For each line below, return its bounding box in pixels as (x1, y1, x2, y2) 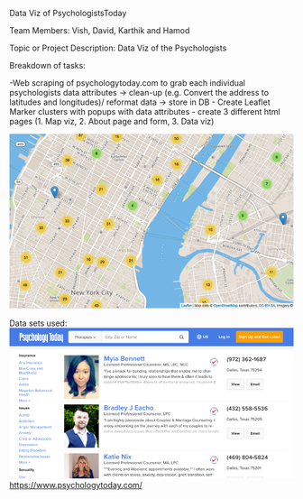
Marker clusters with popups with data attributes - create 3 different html (9, 106, 281, 116)
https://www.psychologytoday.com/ (9, 480, 142, 491)
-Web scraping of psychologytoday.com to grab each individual (9, 78, 246, 88)
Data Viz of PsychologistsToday (9, 8, 127, 18)
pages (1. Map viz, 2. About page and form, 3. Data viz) (9, 116, 215, 126)
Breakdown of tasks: (9, 60, 86, 70)
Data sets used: (9, 318, 68, 328)
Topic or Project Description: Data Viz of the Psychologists (9, 42, 227, 53)
